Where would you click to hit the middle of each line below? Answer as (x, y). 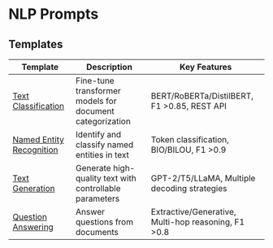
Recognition (35, 150)
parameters (98, 198)
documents (97, 232)
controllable (98, 188)
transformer (99, 91)
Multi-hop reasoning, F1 (198, 222)
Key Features (206, 67)
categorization (104, 121)
